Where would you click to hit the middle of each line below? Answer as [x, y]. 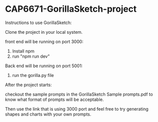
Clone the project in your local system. [44, 32]
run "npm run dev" [31, 56]
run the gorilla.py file [33, 75]
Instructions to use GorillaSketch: [38, 23]
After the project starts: [29, 85]
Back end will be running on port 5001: [44, 66]
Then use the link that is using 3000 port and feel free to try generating [77, 109]
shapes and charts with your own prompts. [48, 114]
